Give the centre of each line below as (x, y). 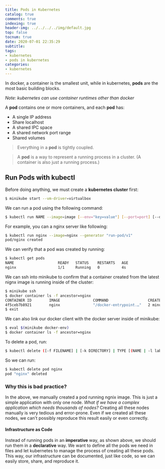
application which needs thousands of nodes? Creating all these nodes (77, 407)
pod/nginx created (24, 240)
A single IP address (32, 117)
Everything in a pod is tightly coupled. (55, 147)
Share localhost (28, 122)
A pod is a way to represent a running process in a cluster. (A (79, 157)
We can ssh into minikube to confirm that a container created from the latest (82, 277)
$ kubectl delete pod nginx (34, 369)
